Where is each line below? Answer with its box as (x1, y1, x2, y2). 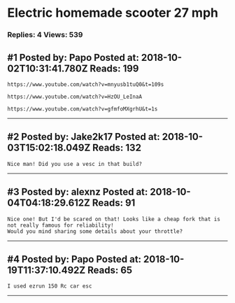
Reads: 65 (87, 264, 133, 276)
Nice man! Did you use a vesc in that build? (7, 160, 142, 167)
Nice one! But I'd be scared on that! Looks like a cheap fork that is (7, 216, 220, 223)
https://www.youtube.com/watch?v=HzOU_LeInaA (7, 93, 142, 100)
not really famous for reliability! (7, 222, 114, 229)
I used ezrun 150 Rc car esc (7, 283, 92, 290)
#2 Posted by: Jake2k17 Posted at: (7, 131, 161, 143)
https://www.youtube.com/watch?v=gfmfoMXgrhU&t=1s (7, 105, 158, 113)
